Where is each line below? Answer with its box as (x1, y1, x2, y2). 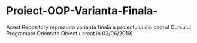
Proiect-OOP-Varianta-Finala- (6, 4, 158, 18)
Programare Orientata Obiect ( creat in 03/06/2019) (6, 29, 133, 37)
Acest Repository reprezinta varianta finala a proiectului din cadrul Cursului (6, 24, 192, 31)
